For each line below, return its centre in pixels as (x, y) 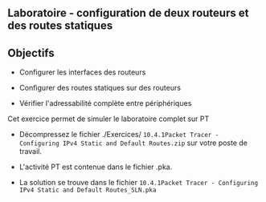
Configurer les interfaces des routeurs (82, 72)
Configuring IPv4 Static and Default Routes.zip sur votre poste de (133, 143)
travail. (30, 151)
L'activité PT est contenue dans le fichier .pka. (96, 167)
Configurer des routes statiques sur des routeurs (100, 88)
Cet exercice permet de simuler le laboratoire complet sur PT (108, 119)
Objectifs (31, 53)
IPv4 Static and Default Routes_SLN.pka (88, 190)
